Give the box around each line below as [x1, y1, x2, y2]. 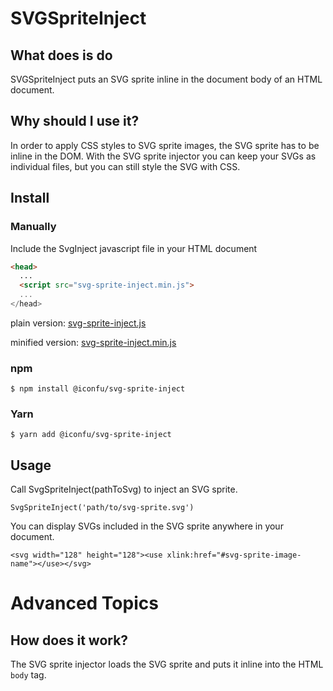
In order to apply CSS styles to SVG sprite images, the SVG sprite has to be [10, 139, 320, 151]
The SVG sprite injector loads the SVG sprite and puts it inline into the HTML [10, 658, 324, 671]
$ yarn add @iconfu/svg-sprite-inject [10, 430, 172, 440]
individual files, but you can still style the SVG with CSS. [10, 160, 241, 172]
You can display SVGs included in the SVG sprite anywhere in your [10, 520, 284, 532]
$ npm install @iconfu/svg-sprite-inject [10, 384, 186, 394]
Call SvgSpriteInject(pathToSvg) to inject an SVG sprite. [10, 483, 238, 496]
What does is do [10, 47, 113, 64]
